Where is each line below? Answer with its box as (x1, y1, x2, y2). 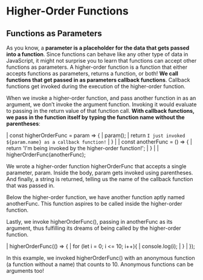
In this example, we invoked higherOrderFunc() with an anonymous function (6, 255, 195, 261)
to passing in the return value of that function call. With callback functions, (6, 107, 195, 114)
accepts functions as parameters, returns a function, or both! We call (6, 70, 178, 77)
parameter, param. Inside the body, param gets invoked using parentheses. (6, 169, 193, 176)
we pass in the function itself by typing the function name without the (6, 113, 185, 121)
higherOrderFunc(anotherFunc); (6, 151, 86, 158)
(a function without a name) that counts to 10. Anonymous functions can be (6, 261, 194, 268)
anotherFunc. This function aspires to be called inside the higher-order (6, 200, 182, 207)
